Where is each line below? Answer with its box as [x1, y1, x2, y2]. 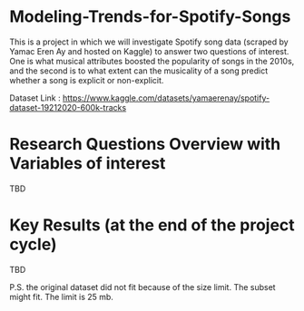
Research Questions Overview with [9, 134, 281, 155]
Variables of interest [9, 153, 166, 174]
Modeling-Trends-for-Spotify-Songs [9, 6, 291, 27]
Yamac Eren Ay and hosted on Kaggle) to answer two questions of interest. [9, 45, 289, 56]
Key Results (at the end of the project [9, 215, 295, 236]
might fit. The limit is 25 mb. [9, 291, 113, 302]
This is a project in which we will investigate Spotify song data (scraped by [9, 36, 289, 47]
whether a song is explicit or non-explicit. [9, 74, 164, 85]
